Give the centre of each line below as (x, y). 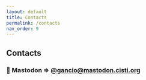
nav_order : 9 (23, 29)
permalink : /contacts (33, 23)
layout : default (26, 12)
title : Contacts (26, 17)
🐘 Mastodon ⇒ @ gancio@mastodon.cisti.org (73, 70)
